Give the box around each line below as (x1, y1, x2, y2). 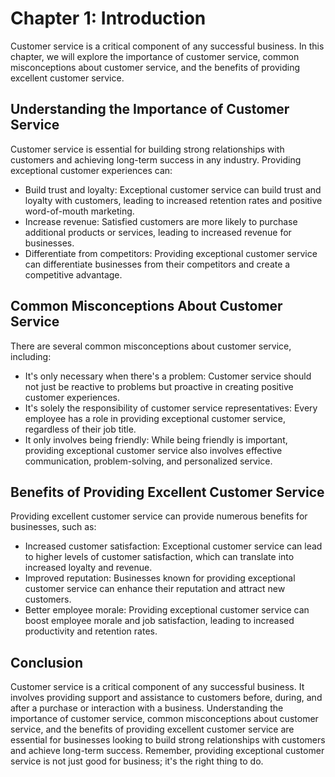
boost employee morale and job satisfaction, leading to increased (24, 615, 295, 627)
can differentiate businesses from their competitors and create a (24, 258, 291, 270)
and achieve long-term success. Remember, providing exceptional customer (10, 745, 325, 757)
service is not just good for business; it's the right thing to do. (10, 755, 264, 767)
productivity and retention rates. (24, 625, 158, 637)
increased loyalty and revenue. (24, 562, 153, 574)
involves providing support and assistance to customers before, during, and (10, 692, 323, 704)
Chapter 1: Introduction (10, 7, 207, 30)
